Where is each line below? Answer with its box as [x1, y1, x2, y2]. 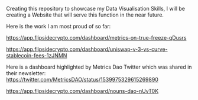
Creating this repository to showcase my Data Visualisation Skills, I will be [6, 5, 185, 12]
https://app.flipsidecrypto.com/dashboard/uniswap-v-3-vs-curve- [6, 46, 168, 53]
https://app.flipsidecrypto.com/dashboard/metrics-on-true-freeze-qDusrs [6, 34, 187, 41]
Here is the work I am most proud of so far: [6, 23, 111, 30]
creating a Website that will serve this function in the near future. [6, 11, 164, 18]
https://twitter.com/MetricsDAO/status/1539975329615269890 [6, 76, 158, 83]
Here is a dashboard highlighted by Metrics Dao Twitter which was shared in [6, 63, 192, 70]
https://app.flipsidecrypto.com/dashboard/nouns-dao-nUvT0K [6, 88, 159, 94]
